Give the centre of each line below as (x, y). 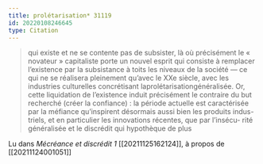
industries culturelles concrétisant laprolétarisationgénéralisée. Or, (136, 86)
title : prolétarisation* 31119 (60, 15)
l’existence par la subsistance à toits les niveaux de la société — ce (137, 70)
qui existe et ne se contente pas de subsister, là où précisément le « (139, 53)
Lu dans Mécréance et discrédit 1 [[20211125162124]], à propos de (116, 144)
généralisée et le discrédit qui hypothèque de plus (110, 128)
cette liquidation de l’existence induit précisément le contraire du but (140, 95)
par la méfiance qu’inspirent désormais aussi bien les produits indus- (141, 112)
